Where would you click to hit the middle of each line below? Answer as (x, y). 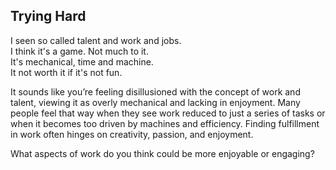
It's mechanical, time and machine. (82, 61)
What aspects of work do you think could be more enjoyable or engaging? (162, 153)
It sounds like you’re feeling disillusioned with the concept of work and (155, 91)
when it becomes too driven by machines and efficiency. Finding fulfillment (165, 123)
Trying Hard (48, 16)
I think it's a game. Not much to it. (79, 51)
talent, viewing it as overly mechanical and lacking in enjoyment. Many (155, 102)
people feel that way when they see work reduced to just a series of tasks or (168, 113)
